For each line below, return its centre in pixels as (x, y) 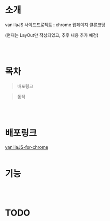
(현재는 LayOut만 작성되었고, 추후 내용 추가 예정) (52, 35)
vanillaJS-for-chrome (27, 147)
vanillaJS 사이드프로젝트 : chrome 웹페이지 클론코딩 (55, 25)
